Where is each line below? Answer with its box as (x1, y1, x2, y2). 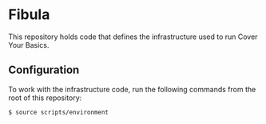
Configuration (8, 64, 80, 77)
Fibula (8, 6, 50, 24)
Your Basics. (8, 40, 50, 49)
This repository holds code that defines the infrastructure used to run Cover (8, 32, 258, 41)
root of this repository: (8, 93, 82, 103)
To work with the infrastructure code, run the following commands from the (8, 84, 256, 94)
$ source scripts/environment (8, 108, 109, 116)
